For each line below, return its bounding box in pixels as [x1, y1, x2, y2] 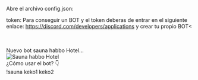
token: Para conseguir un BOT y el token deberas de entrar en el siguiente [6, 17, 187, 23]
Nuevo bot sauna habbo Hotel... [6, 47, 84, 54]
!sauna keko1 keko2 [6, 68, 54, 75]
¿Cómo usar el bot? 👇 [6, 60, 59, 67]
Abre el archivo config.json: [6, 5, 74, 12]
